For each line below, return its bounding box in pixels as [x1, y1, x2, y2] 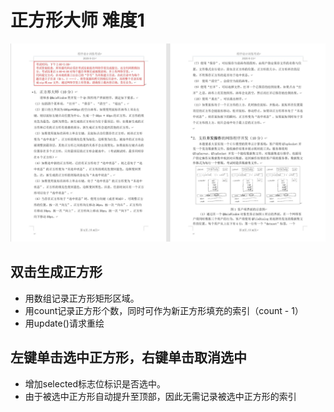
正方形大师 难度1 [10, 9, 145, 32]
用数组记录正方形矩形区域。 [24, 292, 140, 304]
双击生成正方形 [10, 264, 103, 281]
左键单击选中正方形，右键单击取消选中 [10, 349, 247, 366]
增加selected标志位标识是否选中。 [24, 377, 167, 390]
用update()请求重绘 [24, 317, 105, 329]
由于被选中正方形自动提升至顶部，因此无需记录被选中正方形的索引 [24, 390, 297, 402]
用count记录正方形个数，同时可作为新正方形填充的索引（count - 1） [24, 304, 304, 316]
